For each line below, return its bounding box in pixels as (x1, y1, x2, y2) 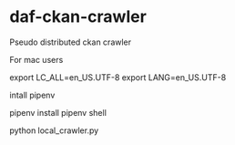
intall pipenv (9, 89, 56, 100)
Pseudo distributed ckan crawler (9, 36, 132, 47)
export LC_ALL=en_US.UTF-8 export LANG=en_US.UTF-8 (9, 71, 227, 83)
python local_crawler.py (9, 125, 99, 136)
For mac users (9, 54, 64, 65)
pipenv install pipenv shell (9, 107, 107, 118)
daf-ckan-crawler (9, 6, 148, 27)
